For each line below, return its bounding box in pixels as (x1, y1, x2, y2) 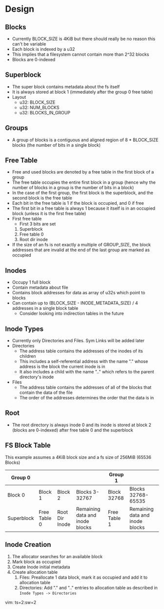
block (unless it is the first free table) (12, 211, 86, 217)
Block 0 (7, 491, 25, 498)
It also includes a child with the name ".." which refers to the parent (19, 369, 155, 375)
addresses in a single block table (12, 305, 79, 311)
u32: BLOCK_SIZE (19, 99, 56, 105)
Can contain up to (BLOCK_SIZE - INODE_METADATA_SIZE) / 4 (12, 300, 138, 306)
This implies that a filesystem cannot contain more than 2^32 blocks (12, 51, 149, 57)
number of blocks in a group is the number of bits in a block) (12, 185, 134, 191)
